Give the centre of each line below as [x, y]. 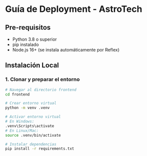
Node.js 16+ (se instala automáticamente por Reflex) [66, 50]
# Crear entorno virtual [31, 103]
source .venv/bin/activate [33, 135]
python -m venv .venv [28, 108]
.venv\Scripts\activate [30, 126]
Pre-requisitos [28, 27]
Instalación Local [32, 65]
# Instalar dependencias [31, 144]
